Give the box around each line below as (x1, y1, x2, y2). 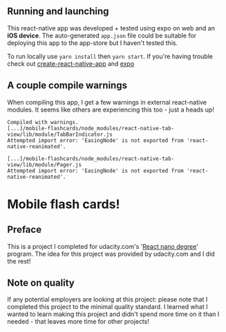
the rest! (7, 256, 31, 265)
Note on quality (7, 277, 75, 289)
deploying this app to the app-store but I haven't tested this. (7, 38, 178, 47)
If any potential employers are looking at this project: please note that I (7, 295, 208, 304)
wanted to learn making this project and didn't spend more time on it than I (7, 310, 220, 318)
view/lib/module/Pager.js (7, 161, 82, 168)
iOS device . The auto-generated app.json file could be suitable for (7, 31, 197, 40)
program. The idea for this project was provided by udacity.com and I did (7, 250, 216, 258)
